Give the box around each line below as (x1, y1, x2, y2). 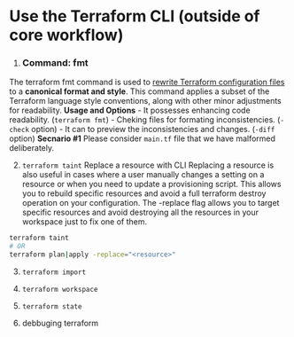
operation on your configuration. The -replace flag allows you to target (21, 198, 280, 208)
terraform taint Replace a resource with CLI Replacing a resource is (21, 160, 275, 170)
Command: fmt (21, 57, 89, 69)
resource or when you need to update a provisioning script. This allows (21, 179, 282, 190)
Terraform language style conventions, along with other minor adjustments (9, 96, 282, 106)
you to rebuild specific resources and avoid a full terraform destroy (21, 188, 267, 199)
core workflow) (9, 25, 124, 45)
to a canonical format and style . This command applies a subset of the (9, 86, 270, 97)
